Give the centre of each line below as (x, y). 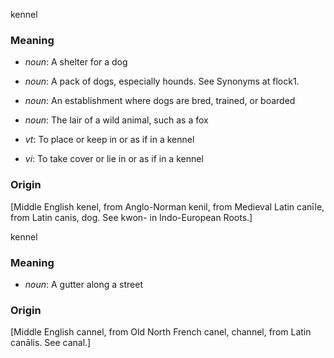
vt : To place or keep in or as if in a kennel (109, 140)
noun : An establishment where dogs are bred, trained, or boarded (160, 101)
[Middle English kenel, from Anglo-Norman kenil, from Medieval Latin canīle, (167, 206)
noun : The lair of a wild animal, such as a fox (116, 120)
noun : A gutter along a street (84, 284)
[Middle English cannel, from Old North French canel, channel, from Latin (161, 332)
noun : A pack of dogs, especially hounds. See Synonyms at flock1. (162, 81)
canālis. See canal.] (51, 343)
